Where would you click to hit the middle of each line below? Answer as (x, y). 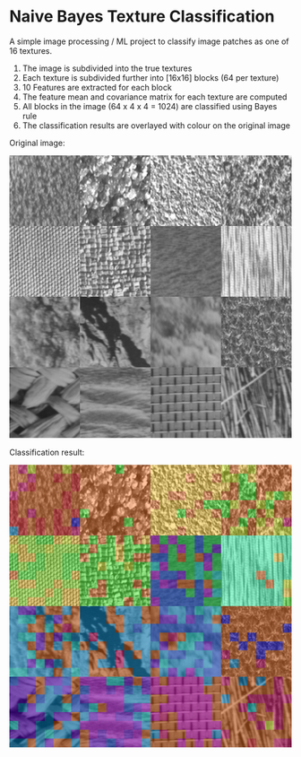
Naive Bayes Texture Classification (142, 17)
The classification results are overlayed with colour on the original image (156, 125)
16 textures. (31, 50)
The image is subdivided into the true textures (107, 68)
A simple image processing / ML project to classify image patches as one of (149, 41)
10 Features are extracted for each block (97, 87)
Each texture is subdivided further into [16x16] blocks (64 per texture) (150, 77)
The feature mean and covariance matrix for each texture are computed (155, 97)
